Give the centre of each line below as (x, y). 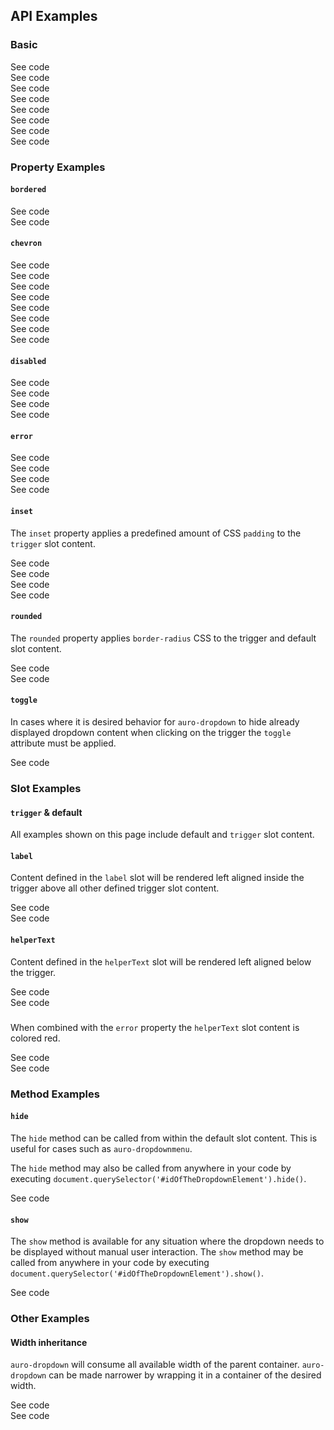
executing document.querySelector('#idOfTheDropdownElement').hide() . (158, 1179)
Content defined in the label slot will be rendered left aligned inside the (157, 878)
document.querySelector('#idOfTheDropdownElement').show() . (137, 1273)
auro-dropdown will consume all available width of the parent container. (155, 1365)
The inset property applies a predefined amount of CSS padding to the (156, 533)
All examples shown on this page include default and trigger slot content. (162, 835)
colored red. (35, 1038)
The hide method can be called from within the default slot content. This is (164, 1138)
